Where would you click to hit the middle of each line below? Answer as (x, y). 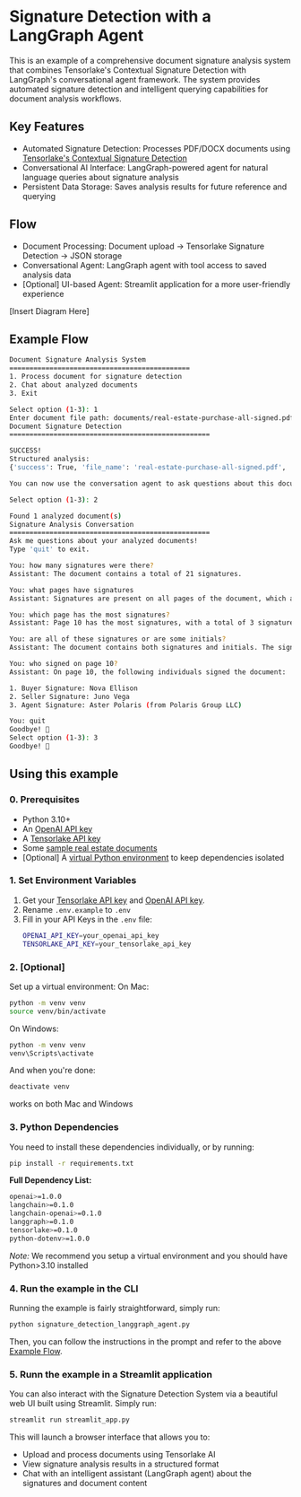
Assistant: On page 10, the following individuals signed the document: (148, 672)
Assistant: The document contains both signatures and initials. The (142, 648)
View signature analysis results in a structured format (120, 1464)
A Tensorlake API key (61, 838)
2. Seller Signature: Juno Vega (69, 696)
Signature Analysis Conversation (72, 524)
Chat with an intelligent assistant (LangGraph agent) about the (137, 1474)
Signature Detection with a (111, 17)
